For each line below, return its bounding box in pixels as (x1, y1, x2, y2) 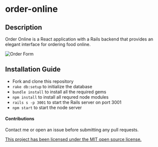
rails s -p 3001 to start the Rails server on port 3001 (12, 99, 122, 105)
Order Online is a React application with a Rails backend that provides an (5, 36, 154, 42)
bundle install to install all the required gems (12, 89, 106, 95)
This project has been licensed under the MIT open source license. (5, 137, 142, 143)
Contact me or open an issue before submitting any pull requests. (5, 127, 139, 133)
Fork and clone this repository (12, 78, 74, 84)
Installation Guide (5, 65, 61, 73)
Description (5, 23, 42, 32)
